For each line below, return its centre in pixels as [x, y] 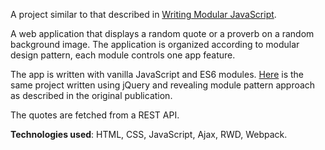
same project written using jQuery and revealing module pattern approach [163, 85]
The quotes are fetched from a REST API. [95, 115]
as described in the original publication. [91, 95]
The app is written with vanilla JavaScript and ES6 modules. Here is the [157, 74]
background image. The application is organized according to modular [155, 44]
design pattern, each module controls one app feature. [123, 55]
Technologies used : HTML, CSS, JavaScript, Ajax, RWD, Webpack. [149, 134]
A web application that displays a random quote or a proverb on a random [162, 33]
